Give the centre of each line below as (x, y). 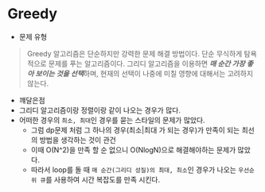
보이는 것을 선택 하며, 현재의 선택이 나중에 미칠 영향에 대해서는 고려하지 (144, 73)
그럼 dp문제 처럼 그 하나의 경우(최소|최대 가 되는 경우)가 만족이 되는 (135, 130)
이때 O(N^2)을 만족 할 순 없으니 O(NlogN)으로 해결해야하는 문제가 (133, 150)
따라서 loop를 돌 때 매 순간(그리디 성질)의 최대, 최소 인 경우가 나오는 (133, 169)
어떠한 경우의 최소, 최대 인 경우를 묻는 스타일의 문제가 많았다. (112, 120)
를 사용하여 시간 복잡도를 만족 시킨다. (103, 179)
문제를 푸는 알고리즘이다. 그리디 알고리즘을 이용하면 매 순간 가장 (147, 63)
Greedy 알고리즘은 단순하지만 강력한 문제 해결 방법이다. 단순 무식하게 (134, 53)
